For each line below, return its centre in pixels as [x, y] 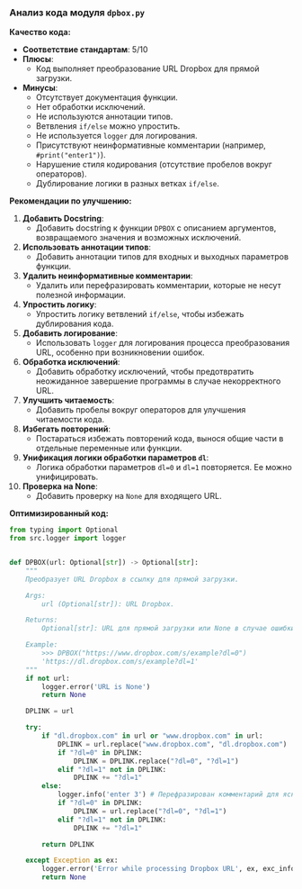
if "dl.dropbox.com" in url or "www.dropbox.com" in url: [152, 736]
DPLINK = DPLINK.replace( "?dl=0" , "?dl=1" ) [156, 761]
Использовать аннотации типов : [86, 247]
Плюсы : [38, 59]
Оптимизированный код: [59, 513]
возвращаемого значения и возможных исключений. [138, 238]
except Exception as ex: [72, 861]
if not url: [48, 678]
